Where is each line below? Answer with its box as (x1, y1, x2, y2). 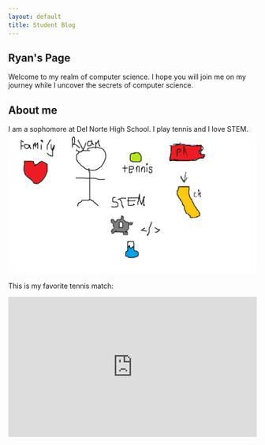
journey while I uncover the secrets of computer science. (8, 80, 194, 90)
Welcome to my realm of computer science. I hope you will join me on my (8, 72, 247, 82)
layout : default (8, 13, 62, 21)
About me (8, 103, 58, 117)
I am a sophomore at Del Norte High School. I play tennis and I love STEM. (8, 125, 248, 134)
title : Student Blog (8, 21, 77, 29)
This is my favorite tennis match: (8, 281, 114, 290)
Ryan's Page (8, 51, 71, 65)
